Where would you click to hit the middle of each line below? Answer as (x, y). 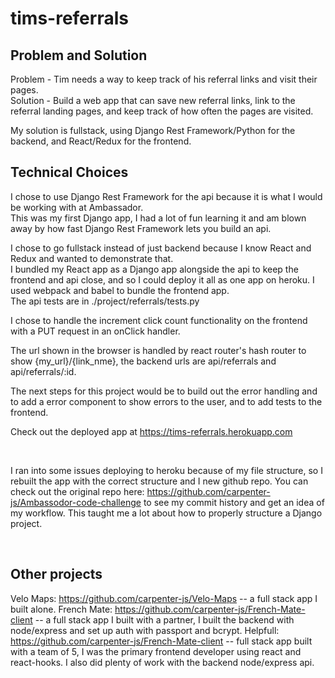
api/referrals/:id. (43, 371)
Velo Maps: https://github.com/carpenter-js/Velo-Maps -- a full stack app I (164, 598)
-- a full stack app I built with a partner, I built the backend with (164, 619)
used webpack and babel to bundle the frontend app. (120, 290)
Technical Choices (69, 172)
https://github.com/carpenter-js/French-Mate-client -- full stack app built (161, 641)
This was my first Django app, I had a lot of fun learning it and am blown (158, 218)
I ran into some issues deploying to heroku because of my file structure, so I (166, 470)
